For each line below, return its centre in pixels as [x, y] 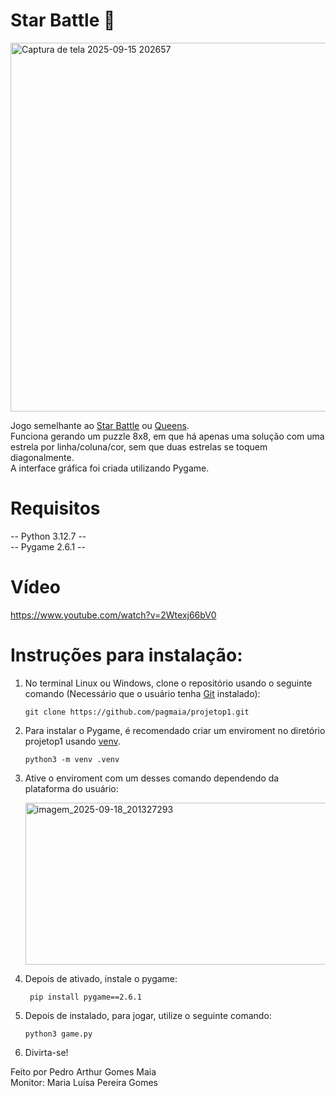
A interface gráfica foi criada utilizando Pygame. [110, 468]
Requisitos [55, 508]
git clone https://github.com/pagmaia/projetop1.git [137, 712]
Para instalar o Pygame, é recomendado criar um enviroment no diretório [175, 730]
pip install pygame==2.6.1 [85, 997]
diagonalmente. [42, 457]
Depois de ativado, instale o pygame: [101, 978]
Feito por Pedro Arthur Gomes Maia [83, 1071]
